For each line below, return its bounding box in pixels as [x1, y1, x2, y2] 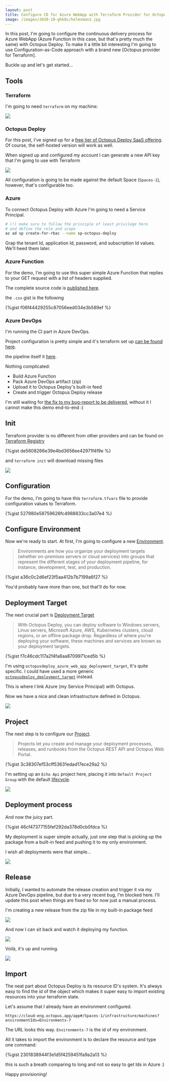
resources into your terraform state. [5, 994, 80, 1000]
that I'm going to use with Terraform [5, 157, 80, 163]
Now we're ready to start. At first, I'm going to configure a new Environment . [5, 538, 164, 545]
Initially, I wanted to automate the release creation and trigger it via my [5, 886, 152, 892]
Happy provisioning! [5, 1071, 47, 1077]
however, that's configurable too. [5, 182, 74, 188]
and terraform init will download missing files [5, 457, 104, 464]
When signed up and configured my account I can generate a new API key [5, 152, 160, 158]
